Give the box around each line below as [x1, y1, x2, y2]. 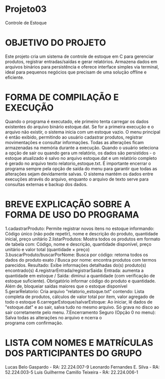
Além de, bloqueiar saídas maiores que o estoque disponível [5, 283, 128, 289]
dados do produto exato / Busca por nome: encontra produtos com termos [5, 257, 157, 263]
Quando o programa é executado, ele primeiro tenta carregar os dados [5, 118, 149, 124]
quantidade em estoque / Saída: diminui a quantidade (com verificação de [5, 272, 155, 278]
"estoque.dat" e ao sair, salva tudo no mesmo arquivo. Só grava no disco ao [5, 304, 159, 310]
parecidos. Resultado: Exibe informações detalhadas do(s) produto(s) [5, 262, 146, 268]
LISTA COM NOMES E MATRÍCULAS [5, 337, 154, 348]
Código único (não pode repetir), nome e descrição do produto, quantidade [5, 230, 159, 236]
